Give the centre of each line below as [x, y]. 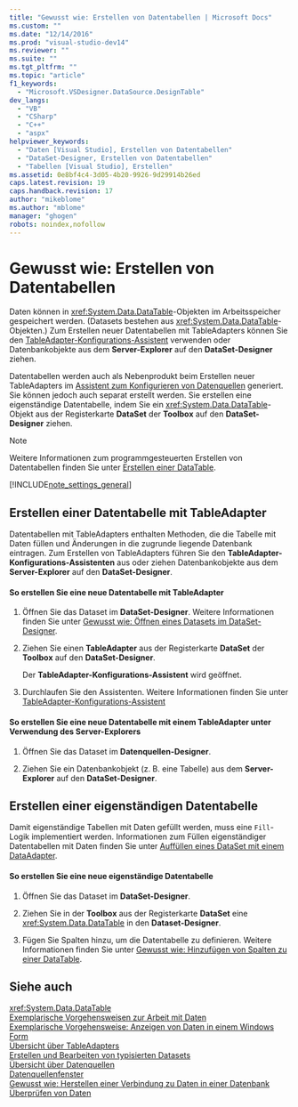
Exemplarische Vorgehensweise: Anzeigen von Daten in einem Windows [141, 1027]
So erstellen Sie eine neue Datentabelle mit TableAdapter [117, 592]
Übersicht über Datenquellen [62, 1065]
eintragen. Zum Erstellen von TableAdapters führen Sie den [117, 553]
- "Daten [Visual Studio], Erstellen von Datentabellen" [125, 149]
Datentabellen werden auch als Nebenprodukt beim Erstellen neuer [132, 376]
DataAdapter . [33, 856]
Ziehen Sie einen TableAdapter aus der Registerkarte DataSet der [143, 648]
